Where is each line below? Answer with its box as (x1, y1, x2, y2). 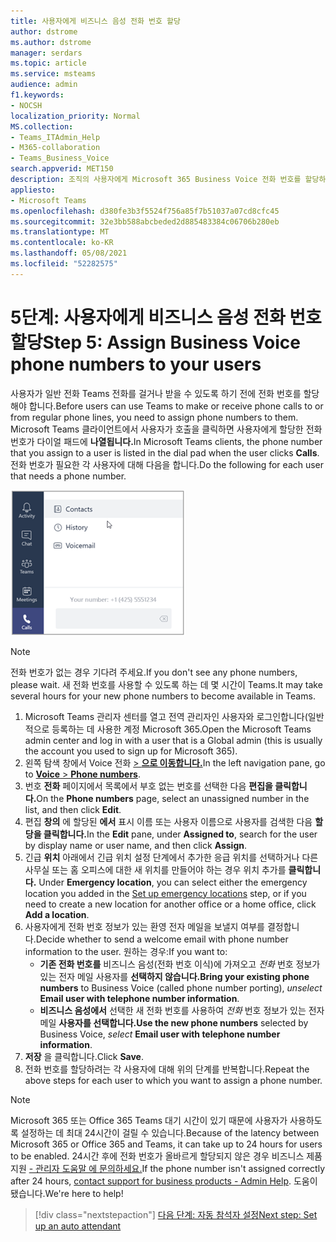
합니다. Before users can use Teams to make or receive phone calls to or (28, 400, 324, 412)
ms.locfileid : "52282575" (10, 259, 118, 269)
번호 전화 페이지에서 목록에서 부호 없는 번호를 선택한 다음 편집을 (24, 780, 273, 792)
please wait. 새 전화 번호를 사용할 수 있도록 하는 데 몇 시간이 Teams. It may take (10, 678, 323, 690)
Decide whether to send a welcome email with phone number (35, 933, 289, 945)
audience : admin (10, 80, 78, 90)
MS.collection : (10, 121, 74, 132)
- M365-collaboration (10, 143, 101, 153)
